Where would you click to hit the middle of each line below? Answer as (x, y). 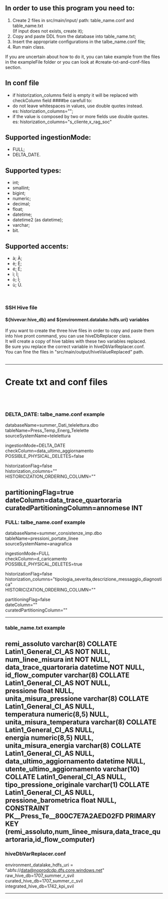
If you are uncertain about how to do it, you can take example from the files (82, 57)
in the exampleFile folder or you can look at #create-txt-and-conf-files (78, 62)
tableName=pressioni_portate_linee (42, 538)
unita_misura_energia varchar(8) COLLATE (73, 746)
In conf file (22, 83)
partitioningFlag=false (28, 600)
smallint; (21, 188)
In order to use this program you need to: (70, 8)
